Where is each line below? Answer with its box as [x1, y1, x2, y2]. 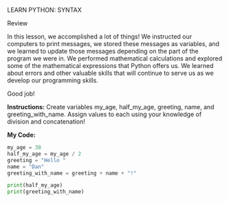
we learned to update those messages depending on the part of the [7, 47, 199, 55]
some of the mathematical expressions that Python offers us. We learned [7, 62, 214, 69]
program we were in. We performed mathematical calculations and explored [7, 54, 223, 63]
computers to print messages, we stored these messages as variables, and [7, 40, 220, 47]
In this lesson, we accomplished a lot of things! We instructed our [7, 32, 193, 41]
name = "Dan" [7, 163, 45, 170]
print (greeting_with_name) [7, 188, 85, 195]
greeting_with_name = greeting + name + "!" [7, 170, 137, 177]
